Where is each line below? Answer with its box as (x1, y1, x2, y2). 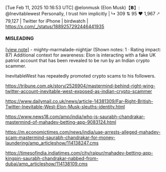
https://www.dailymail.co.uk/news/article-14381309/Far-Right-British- (5, 98, 153, 104)
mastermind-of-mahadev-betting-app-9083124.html (5, 119, 117, 125)
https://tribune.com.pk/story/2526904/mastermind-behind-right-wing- (5, 83, 156, 89)
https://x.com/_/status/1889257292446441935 (5, 24, 104, 29)
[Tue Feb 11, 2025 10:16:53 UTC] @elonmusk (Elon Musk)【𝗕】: (5, 5, 140, 10)
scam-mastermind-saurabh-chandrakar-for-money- (5, 135, 116, 141)
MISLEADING (5, 35, 34, 41)
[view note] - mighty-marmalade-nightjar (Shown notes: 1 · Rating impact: (5, 47, 161, 53)
